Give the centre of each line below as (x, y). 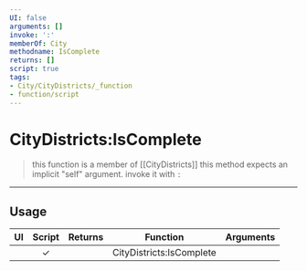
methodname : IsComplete (55, 52)
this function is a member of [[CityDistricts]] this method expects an (160, 164)
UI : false (28, 18)
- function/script (44, 94)
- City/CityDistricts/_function (71, 86)
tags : (20, 78)
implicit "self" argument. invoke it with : (106, 174)
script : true (34, 69)
